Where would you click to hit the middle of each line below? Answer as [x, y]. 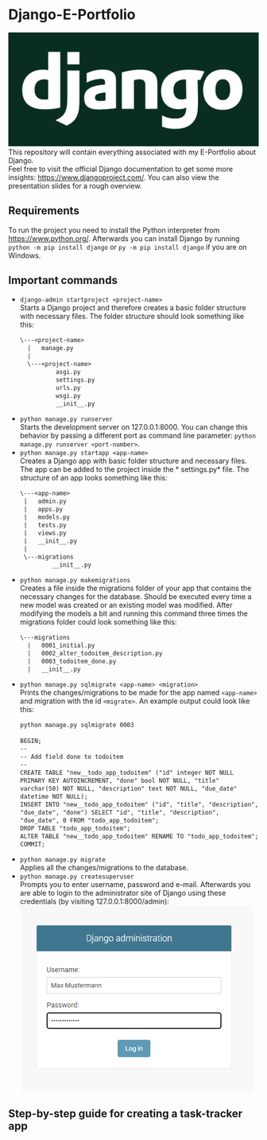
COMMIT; [32, 845]
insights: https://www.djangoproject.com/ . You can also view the [114, 177]
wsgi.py [68, 396]
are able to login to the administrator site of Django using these [123, 893]
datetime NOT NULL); [54, 797]
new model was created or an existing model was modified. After [126, 605]
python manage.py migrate [62, 860]
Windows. [25, 255]
